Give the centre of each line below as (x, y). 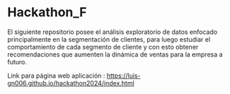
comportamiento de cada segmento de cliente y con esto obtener (103, 47)
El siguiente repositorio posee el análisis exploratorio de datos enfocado (113, 32)
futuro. (17, 61)
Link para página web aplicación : (56, 76)
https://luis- (123, 76)
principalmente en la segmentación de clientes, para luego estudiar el (109, 39)
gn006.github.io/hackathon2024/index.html (71, 83)
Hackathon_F (47, 12)
